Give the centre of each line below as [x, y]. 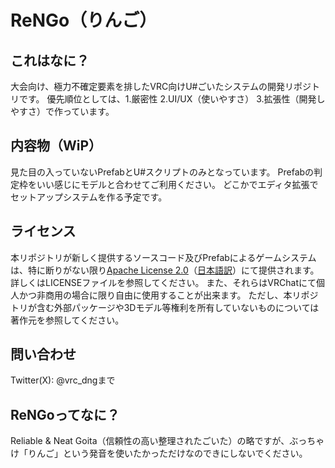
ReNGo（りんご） [84, 20]
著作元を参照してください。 [67, 320]
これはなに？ [50, 60]
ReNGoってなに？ [65, 414]
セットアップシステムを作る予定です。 [89, 197]
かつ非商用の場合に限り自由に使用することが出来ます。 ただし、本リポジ [168, 295]
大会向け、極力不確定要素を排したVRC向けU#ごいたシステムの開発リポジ [161, 86]
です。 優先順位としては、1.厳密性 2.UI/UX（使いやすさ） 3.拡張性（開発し [172, 99]
